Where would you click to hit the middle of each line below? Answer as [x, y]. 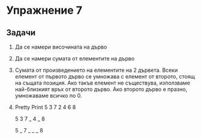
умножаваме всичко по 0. [48, 96]
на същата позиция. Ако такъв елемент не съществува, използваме [102, 83]
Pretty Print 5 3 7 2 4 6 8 [45, 107]
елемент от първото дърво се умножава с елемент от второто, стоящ [105, 76]
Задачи [21, 33]
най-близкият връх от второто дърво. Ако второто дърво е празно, [101, 89]
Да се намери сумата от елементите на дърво [75, 58]
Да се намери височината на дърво [61, 47]
